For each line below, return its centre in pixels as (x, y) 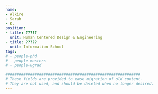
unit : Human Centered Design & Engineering (56, 38)
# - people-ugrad (23, 65)
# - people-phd (21, 56)
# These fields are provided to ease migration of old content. (74, 79)
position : (16, 28)
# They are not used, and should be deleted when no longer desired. (80, 84)
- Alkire (14, 14)
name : (11, 10)
